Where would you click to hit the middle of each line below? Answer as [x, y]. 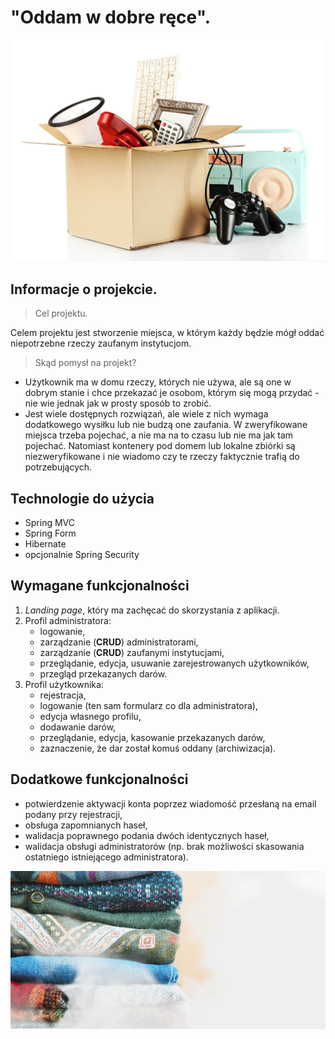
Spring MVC [50, 522]
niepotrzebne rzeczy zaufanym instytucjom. [101, 343]
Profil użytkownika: [64, 684]
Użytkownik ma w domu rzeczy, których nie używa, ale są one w [158, 382]
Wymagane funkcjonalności [100, 586]
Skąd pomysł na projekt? [85, 363]
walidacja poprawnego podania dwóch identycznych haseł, [147, 835]
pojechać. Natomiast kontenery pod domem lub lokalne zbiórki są [160, 446]
